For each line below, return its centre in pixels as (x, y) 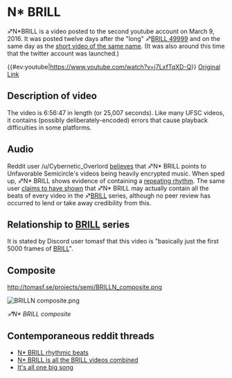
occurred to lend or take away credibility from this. (79, 203)
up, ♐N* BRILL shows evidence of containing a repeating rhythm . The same (116, 180)
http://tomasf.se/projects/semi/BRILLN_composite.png (85, 287)
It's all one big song (45, 367)
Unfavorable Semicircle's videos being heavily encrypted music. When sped (116, 173)
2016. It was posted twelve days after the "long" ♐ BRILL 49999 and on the (114, 38)
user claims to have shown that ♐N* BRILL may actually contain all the (108, 188)
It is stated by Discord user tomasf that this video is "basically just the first (113, 241)
